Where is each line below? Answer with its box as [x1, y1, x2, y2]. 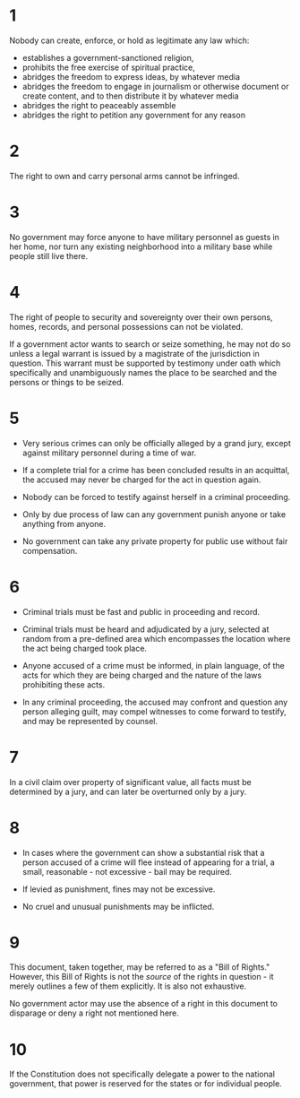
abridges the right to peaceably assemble [21, 99, 176, 110]
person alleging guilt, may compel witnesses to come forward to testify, [21, 705, 287, 717]
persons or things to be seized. [9, 376, 124, 387]
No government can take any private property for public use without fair [21, 535, 288, 547]
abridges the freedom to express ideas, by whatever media [21, 71, 240, 82]
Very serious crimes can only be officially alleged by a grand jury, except [21, 437, 291, 448]
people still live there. [9, 250, 88, 261]
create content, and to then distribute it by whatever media [21, 91, 239, 101]
